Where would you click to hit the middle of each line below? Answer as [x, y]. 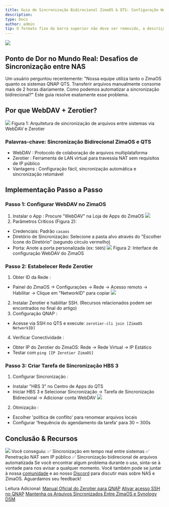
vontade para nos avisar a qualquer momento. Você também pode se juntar [83, 468]
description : [19, 15]
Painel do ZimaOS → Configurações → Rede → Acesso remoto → [80, 287]
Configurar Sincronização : [40, 377]
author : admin [20, 24]
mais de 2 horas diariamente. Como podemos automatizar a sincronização [82, 89]
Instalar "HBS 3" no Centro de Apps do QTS [58, 386]
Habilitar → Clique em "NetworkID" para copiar [61, 293]
